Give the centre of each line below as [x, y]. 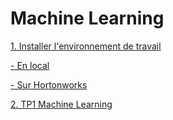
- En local [30, 65]
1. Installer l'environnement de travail [86, 46]
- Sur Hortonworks [49, 84]
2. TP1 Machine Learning [61, 104]
